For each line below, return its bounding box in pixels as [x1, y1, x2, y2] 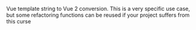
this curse [6, 18, 32, 25]
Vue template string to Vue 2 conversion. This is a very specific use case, [6, 5, 190, 12]
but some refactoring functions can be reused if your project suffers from [6, 11, 190, 19]
